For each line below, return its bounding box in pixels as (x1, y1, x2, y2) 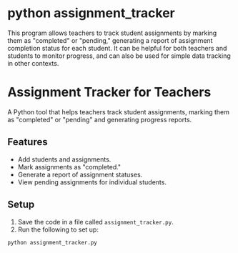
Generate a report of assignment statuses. (17, 170, 143, 179)
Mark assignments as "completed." (17, 162, 122, 171)
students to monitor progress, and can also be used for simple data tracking (7, 51, 231, 60)
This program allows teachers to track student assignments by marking (7, 29, 217, 37)
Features (7, 136, 48, 148)
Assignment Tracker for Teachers (7, 84, 212, 101)
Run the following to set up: (17, 225, 99, 234)
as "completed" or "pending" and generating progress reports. (7, 115, 192, 124)
